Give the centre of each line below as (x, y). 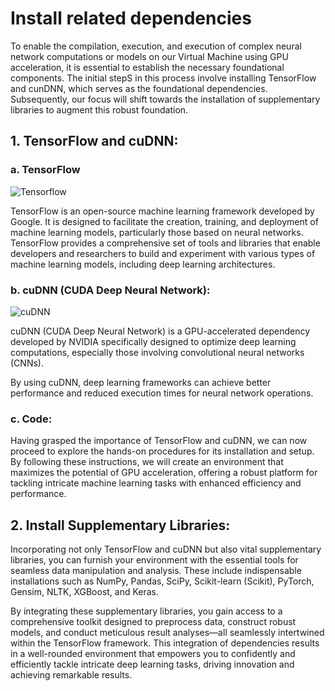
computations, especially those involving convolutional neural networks (157, 352)
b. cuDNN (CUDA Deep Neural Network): (110, 290)
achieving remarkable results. (71, 675)
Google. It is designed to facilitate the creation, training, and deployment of (164, 221)
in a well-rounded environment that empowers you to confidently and (153, 654)
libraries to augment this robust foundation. (99, 109)
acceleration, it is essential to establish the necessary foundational (147, 67)
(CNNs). (27, 363)
